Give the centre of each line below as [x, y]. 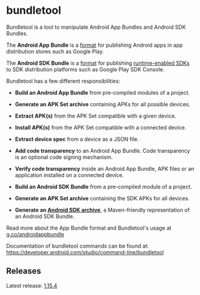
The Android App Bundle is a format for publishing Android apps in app [95, 45]
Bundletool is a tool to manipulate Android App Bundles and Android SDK [96, 27]
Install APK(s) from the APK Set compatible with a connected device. [101, 127]
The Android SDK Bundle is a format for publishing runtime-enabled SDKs [98, 63]
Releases [24, 271]
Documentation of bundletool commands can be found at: [78, 246]
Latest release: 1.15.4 [32, 285]
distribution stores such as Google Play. [55, 51]
